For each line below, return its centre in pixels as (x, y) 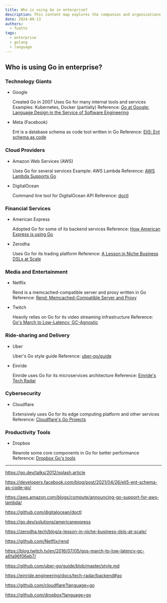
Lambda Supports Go (34, 176)
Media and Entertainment (37, 272)
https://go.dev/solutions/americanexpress (48, 522)
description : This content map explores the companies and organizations (83, 14)
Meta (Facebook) (30, 122)
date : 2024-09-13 (23, 19)
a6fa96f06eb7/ (21, 556)
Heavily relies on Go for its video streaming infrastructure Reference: (83, 317)
